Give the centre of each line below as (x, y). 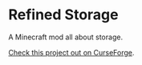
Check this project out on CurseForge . (71, 52)
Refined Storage (63, 15)
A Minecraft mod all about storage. (65, 37)
